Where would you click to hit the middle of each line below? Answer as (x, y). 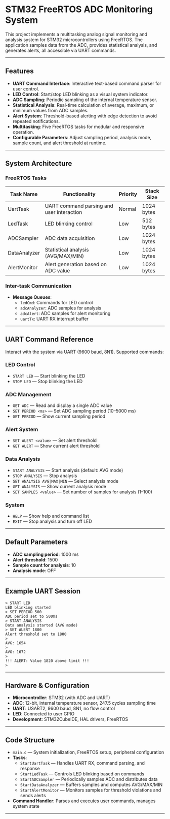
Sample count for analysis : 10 (44, 565)
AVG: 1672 (16, 652)
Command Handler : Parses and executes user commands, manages (84, 801)
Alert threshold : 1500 (35, 559)
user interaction (63, 212)
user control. (26, 89)
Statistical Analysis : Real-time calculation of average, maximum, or (83, 105)
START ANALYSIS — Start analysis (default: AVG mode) (68, 470)
